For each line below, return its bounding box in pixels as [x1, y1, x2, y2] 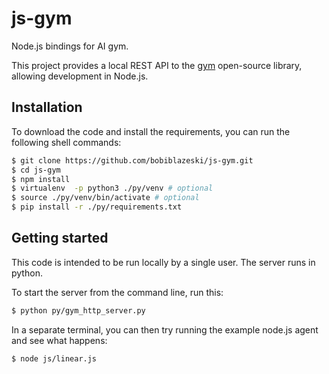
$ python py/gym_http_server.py [11, 305, 146, 316]
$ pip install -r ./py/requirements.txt [11, 202, 183, 212]
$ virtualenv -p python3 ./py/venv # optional [11, 183, 214, 194]
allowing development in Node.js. [11, 70, 149, 82]
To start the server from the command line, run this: [11, 286, 224, 298]
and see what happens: [11, 334, 108, 346]
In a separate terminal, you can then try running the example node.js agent [11, 323, 319, 336]
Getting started [11, 230, 109, 247]
